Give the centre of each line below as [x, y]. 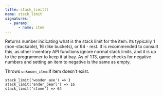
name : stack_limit [24, 14]
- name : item [31, 28]
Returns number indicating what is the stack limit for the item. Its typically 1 [80, 41]
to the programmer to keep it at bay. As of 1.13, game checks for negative [78, 57]
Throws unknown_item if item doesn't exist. [47, 71]
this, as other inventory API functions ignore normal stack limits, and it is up [81, 52]
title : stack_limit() [27, 9]
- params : [19, 23]
